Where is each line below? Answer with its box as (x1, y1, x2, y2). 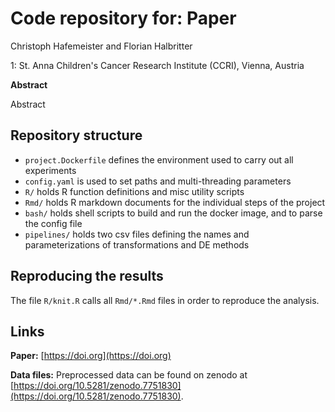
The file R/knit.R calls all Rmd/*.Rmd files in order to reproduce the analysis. (10, 294, 320, 306)
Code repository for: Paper (10, 7, 237, 30)
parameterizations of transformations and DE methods (24, 238, 250, 251)
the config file (24, 217, 83, 229)
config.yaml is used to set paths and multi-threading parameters (24, 175, 292, 187)
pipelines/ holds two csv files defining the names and (24, 228, 250, 240)
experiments (24, 164, 77, 176)
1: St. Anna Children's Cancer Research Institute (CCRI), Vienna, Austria (10, 59, 305, 71)
